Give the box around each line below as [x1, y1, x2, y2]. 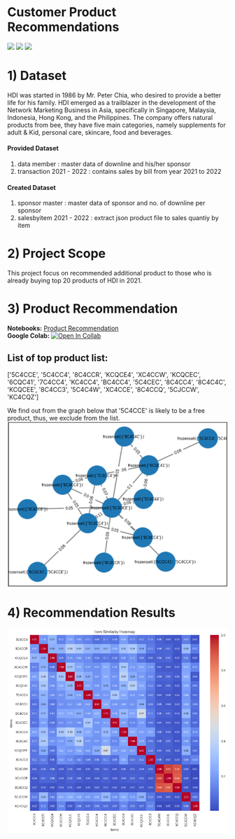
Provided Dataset [7, 144, 59, 153]
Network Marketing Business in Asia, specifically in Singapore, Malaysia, [7, 106, 217, 114]
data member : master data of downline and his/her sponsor [17, 160, 191, 168]
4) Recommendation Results [7, 604, 176, 620]
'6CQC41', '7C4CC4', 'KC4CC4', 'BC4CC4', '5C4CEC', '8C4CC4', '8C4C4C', [7, 378, 227, 386]
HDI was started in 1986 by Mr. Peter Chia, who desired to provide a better [7, 90, 222, 99]
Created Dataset [7, 183, 56, 191]
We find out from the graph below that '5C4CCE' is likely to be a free [7, 406, 205, 414]
